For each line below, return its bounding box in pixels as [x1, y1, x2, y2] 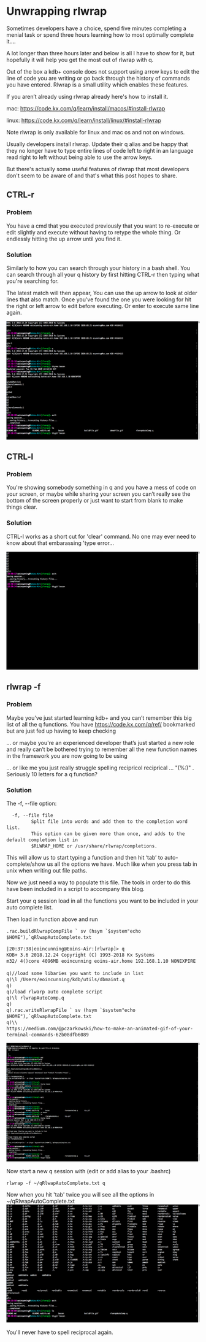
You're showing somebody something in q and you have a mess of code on [6, 484, 197, 492]
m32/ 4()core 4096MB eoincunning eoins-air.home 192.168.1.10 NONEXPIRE [6, 958, 196, 965]
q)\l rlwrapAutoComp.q [6, 995, 64, 1001]
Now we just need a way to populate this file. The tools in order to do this [6, 879, 191, 886]
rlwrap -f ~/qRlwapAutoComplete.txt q [6, 1180, 105, 1186]
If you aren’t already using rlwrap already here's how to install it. [6, 93, 169, 100]
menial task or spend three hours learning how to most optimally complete [6, 31, 194, 38]
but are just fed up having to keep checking [6, 727, 116, 735]
